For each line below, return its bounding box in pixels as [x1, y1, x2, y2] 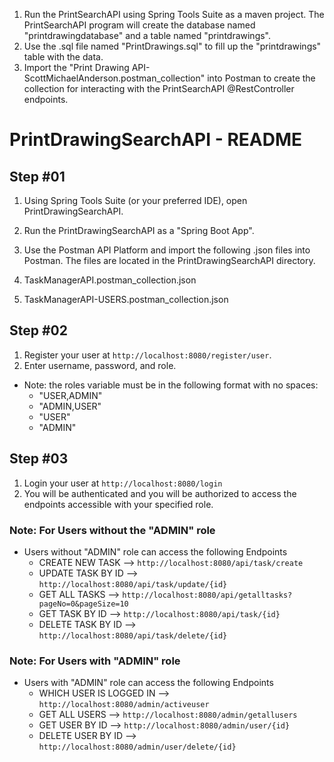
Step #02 [9, 322, 68, 339]
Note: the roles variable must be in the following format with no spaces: [23, 379, 319, 391]
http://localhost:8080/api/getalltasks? [122, 590, 293, 600]
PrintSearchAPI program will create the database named [23, 19, 256, 31]
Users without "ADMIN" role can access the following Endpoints [23, 545, 288, 558]
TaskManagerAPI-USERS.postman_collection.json [23, 294, 229, 305]
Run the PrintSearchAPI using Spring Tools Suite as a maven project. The [23, 9, 325, 20]
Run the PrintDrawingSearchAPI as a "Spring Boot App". [23, 225, 255, 236]
